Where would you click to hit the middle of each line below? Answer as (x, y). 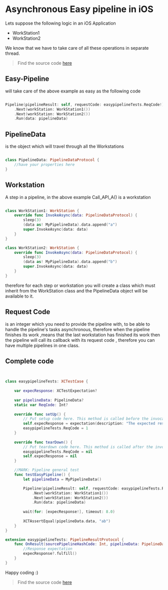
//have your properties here (44, 164)
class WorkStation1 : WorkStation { (42, 211)
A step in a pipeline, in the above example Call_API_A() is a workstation (78, 197)
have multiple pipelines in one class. (42, 345)
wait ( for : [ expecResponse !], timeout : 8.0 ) (69, 512)
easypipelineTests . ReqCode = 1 (56, 428)
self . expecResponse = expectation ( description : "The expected (89, 424)
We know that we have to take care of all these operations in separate (77, 48)
